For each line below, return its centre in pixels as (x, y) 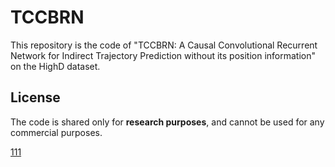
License (35, 97)
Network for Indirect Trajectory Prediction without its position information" (163, 55)
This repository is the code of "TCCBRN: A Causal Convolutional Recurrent (164, 45)
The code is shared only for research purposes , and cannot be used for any (167, 122)
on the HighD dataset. (55, 66)
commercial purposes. (56, 132)
